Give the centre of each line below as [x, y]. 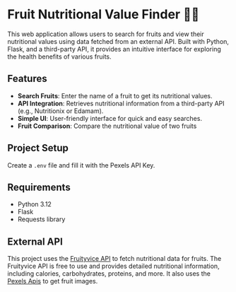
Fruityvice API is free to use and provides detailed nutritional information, [114, 266]
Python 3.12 [34, 204]
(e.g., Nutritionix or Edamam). [60, 111]
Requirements [39, 187]
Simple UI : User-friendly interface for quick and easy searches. [110, 118]
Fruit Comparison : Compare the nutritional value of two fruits [107, 126]
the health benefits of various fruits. [59, 57]
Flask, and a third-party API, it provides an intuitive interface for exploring [114, 49]
